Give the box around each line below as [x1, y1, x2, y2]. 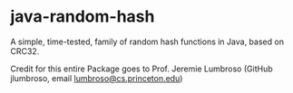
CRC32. [10, 45, 40, 56]
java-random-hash [10, 6, 155, 27]
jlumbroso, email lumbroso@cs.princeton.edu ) [10, 72, 183, 83]
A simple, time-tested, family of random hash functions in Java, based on [10, 36, 285, 47]
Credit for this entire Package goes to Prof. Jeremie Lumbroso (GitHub [10, 63, 273, 74]
